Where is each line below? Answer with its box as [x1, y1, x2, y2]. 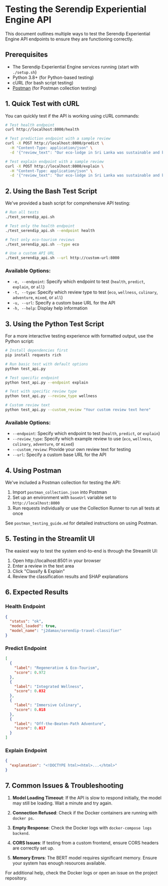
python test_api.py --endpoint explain [5, 380, 88, 385]
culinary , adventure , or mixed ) [12, 441, 74, 447]
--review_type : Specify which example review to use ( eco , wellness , [12, 436, 152, 442]
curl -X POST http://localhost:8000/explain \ [5, 163, 104, 168]
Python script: [5, 338, 34, 344]
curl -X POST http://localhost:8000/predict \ [5, 141, 104, 146]
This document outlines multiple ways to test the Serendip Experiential [5, 30, 150, 36]
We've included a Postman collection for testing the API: [5, 479, 121, 485]
